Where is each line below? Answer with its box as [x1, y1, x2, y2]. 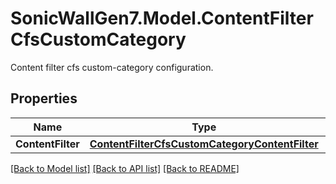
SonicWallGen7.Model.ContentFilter [10, 7, 314, 30]
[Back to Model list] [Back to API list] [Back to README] [10, 162, 240, 174]
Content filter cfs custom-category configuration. [10, 61, 214, 73]
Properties [10, 90, 78, 107]
